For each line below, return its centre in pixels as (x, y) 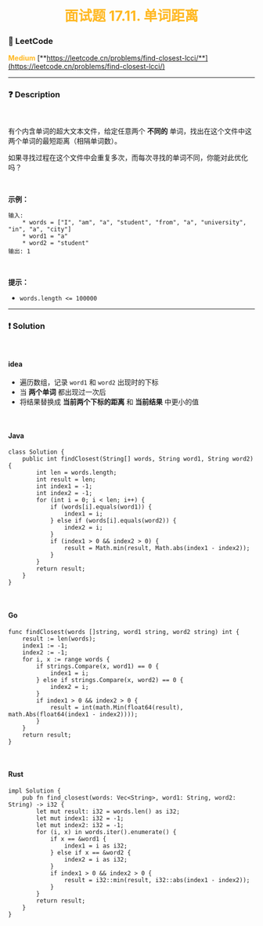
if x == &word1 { (78, 839)
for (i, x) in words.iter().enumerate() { (106, 832)
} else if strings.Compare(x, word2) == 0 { (110, 680)
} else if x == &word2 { (90, 852)
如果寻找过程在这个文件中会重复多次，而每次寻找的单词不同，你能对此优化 (128, 157)
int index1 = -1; (64, 487)
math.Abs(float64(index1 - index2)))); (73, 714)
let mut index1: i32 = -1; (80, 818)
